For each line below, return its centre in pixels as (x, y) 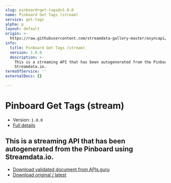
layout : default (22, 29)
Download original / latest (39, 175)
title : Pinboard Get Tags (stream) (48, 48)
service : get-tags (25, 19)
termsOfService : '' (26, 72)
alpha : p (15, 24)
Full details (24, 125)
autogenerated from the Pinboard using (69, 149)
